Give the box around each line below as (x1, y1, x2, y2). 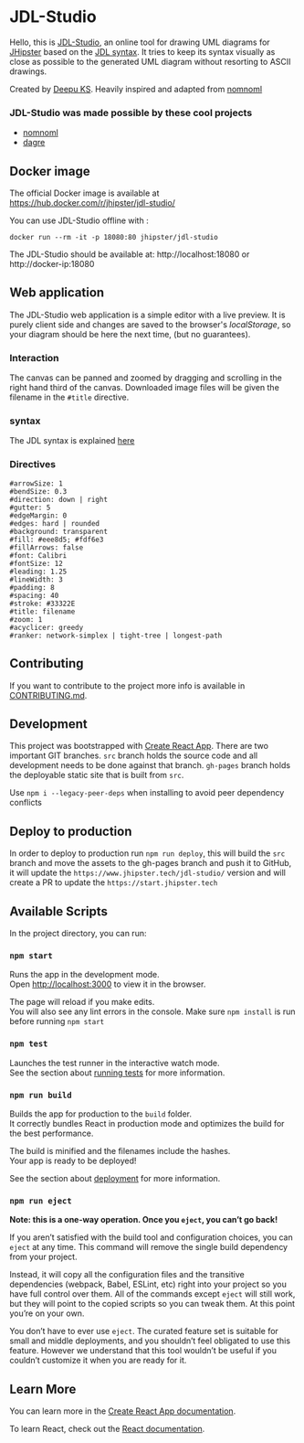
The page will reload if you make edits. (9, 997, 155, 1008)
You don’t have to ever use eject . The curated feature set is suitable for (9, 1326, 278, 1337)
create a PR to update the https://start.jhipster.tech (9, 877, 218, 888)
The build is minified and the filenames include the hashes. (9, 1145, 231, 1156)
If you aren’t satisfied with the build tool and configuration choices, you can (9, 1232, 294, 1243)
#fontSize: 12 (9, 559, 64, 568)
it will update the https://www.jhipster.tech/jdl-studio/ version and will (9, 867, 286, 879)
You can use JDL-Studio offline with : (9, 215, 149, 226)
